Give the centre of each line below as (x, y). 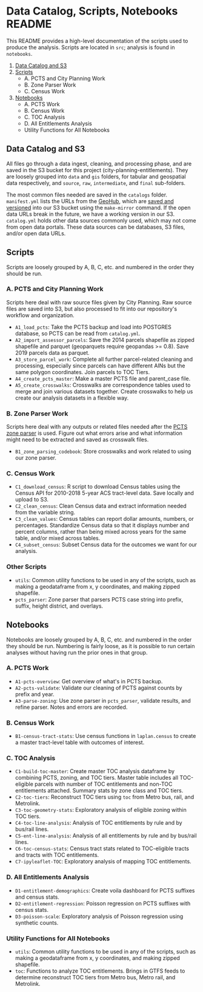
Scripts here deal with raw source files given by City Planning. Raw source (99, 302)
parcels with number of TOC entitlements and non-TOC (103, 784)
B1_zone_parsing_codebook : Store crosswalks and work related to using (103, 451)
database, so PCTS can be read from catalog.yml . (78, 333)
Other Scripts (26, 567)
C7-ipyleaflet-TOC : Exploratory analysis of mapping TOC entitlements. (103, 862)
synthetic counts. (37, 922)
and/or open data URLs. (36, 233)
